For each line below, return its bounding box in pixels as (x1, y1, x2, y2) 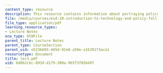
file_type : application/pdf (5, 20, 62, 25)
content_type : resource (5, 7, 53, 12)
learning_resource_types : (5, 25, 57, 30)
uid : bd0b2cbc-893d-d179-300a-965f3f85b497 (5, 61, 95, 65)
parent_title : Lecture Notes (5, 38, 64, 43)
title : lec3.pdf (5, 56, 38, 61)
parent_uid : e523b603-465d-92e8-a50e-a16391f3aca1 (5, 47, 110, 52)
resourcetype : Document (5, 51, 53, 57)
